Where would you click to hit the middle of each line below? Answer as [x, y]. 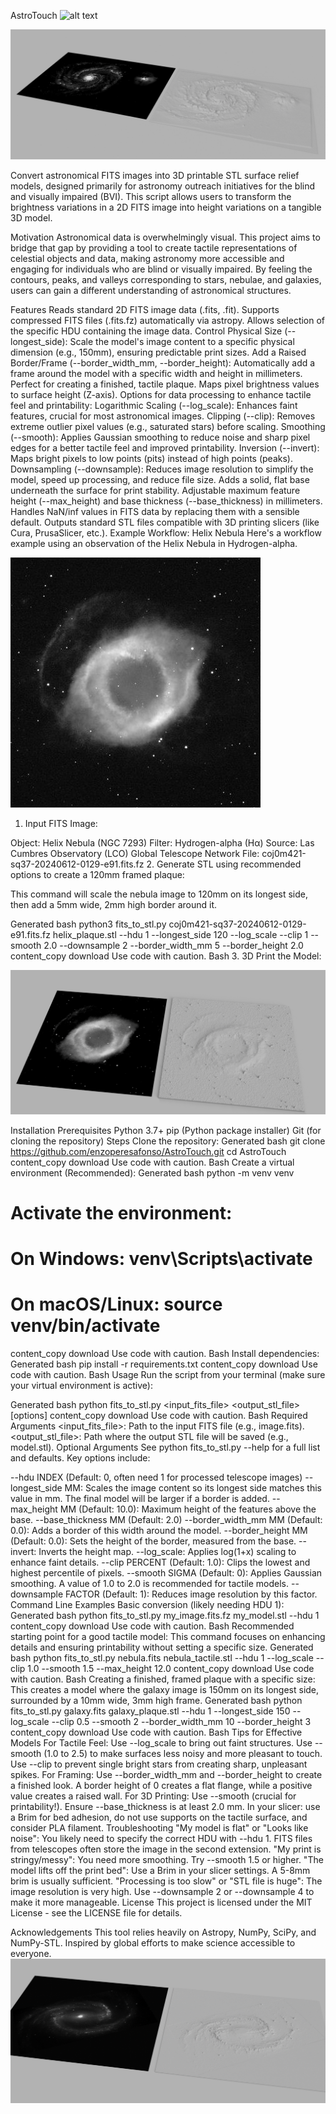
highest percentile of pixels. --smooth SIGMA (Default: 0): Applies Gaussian [166, 1572]
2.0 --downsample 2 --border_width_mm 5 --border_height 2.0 [173, 945]
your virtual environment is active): [81, 1385]
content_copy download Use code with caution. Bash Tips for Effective [156, 1732]
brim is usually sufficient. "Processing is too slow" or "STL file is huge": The [166, 1881]
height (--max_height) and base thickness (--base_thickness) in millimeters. [166, 501]
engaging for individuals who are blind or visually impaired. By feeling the [161, 269]
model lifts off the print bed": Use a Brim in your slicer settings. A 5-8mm [160, 1870]
